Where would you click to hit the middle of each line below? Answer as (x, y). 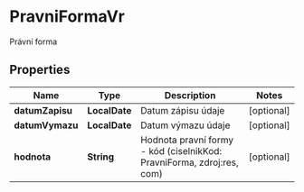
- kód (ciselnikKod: (181, 151)
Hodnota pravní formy (186, 140)
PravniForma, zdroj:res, (190, 162)
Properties (40, 70)
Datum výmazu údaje (185, 125)
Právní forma (33, 41)
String (101, 157)
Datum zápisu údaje (182, 110)
